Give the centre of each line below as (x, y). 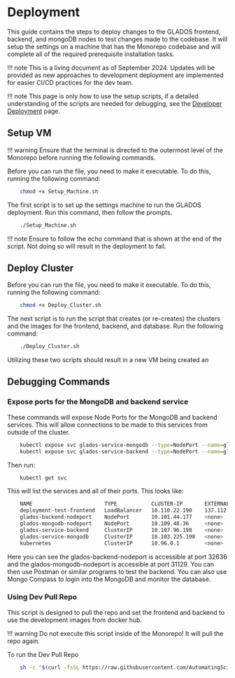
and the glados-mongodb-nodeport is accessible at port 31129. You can (111, 564)
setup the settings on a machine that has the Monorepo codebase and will (114, 46)
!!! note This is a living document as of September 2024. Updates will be (111, 67)
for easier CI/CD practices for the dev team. (70, 82)
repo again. (24, 641)
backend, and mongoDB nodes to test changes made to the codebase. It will (117, 39)
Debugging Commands (59, 382)
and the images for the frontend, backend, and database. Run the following (115, 326)
